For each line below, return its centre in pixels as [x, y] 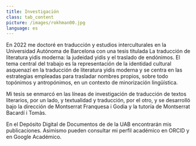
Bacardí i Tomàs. [26, 113]
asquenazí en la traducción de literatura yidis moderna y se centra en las [94, 70]
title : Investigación [33, 12]
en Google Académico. [34, 137]
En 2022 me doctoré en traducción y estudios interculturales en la [86, 45]
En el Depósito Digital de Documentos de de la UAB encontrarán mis [89, 124]
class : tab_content [30, 17]
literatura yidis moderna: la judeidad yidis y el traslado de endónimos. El [93, 57]
